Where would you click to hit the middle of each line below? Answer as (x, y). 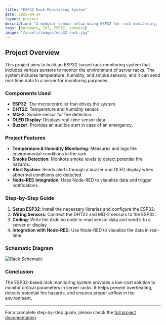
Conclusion (19, 272)
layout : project (22, 19)
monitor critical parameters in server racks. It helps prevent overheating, (79, 288)
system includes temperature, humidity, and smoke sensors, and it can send (83, 75)
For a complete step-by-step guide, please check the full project (71, 313)
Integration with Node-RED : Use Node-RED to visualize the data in (81, 230)
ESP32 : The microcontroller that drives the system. (64, 104)
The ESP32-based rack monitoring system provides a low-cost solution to (80, 282)
